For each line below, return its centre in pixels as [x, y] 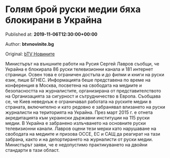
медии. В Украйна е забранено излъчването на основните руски [76, 123]
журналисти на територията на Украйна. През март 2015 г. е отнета [79, 112]
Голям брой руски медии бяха [73, 9]
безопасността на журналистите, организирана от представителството [83, 90]
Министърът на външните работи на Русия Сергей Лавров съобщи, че [82, 64]
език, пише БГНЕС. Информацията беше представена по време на [78, 80]
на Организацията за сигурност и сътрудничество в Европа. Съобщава [83, 96]
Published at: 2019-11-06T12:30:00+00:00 [51, 34]
